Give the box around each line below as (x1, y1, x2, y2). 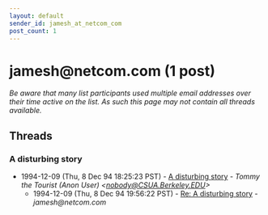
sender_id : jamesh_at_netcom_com (9, 19, 122, 27)
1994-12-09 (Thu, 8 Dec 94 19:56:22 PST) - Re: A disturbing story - (32, 189, 258, 198)
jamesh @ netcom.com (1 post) (9, 61, 215, 80)
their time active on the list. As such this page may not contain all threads (9, 97, 256, 107)
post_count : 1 (9, 27, 57, 35)
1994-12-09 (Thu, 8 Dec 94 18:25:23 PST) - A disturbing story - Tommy (20, 171, 260, 181)
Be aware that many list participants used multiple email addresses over (9, 88, 252, 98)
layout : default (9, 11, 64, 20)
